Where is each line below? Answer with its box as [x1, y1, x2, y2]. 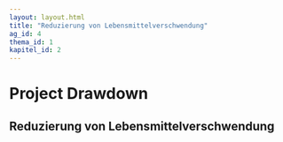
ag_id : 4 [9, 29, 42, 38]
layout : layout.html [9, 12, 86, 22]
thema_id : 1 [9, 37, 53, 47]
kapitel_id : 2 [9, 46, 62, 55]
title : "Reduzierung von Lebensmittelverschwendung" [9, 21, 208, 30]
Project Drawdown [9, 84, 149, 104]
